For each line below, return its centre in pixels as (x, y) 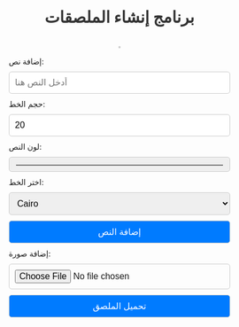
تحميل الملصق (119, 306)
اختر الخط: (27, 182)
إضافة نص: (27, 61)
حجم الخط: (27, 104)
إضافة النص (119, 232)
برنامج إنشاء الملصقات (119, 17)
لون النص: (26, 147)
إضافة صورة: (30, 253)
